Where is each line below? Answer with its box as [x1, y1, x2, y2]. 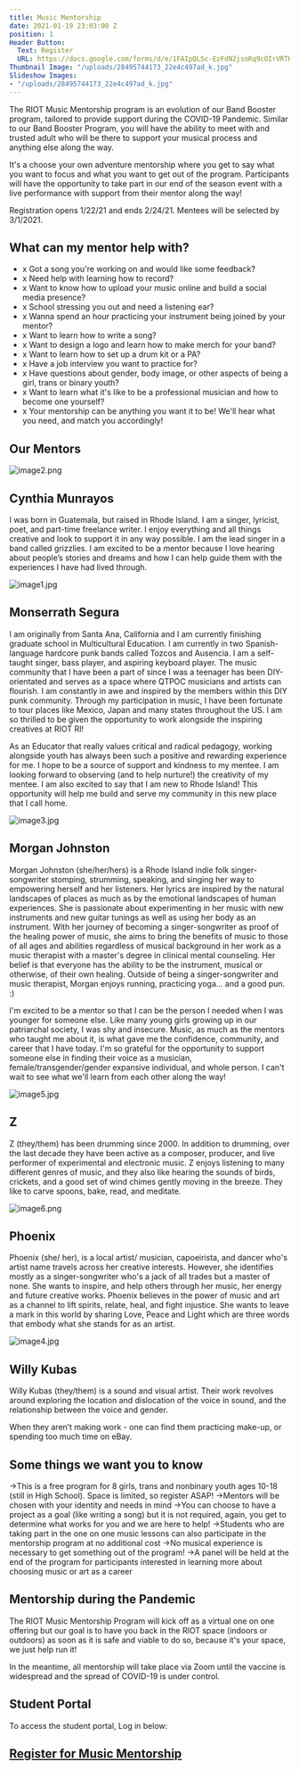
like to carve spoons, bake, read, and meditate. [9, 1186, 182, 1196]
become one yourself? [21, 396, 105, 407]
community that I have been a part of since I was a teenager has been [9, 666, 265, 677]
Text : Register [17, 46, 74, 55]
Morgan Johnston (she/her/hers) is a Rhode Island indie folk [9, 864, 230, 875]
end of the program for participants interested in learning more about [9, 1556, 263, 1567]
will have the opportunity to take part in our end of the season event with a [9, 178, 283, 188]
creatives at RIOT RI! [9, 724, 85, 734]
